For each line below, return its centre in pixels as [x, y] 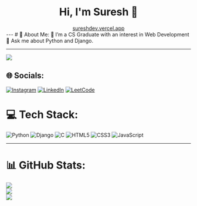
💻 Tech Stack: [42, 114]
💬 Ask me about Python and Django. [50, 40]
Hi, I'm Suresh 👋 [98, 12]
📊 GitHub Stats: [46, 165]
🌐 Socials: [25, 76]
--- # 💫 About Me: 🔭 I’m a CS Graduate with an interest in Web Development [98, 34]
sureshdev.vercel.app [98, 28]
